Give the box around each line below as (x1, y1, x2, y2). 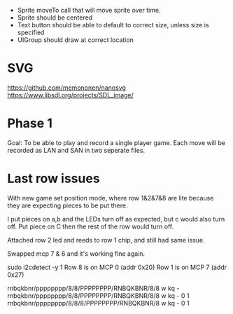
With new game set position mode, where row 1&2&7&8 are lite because (7, 193, 214, 202)
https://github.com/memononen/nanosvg (7, 83, 126, 92)
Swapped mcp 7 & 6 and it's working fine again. (7, 249, 146, 258)
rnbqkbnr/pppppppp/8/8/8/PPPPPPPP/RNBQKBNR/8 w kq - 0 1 (7, 299, 190, 307)
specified (17, 28, 45, 36)
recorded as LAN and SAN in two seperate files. (7, 146, 146, 154)
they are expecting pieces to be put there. (7, 201, 128, 210)
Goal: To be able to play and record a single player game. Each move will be (7, 138, 226, 146)
